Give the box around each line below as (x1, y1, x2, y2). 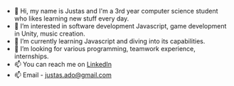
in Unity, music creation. (14, 29, 85, 38)
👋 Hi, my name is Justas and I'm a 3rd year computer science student (14, 7, 218, 15)
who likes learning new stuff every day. (14, 14, 129, 23)
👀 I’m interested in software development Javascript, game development (14, 22, 227, 30)
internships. (14, 52, 49, 60)
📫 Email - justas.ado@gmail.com (14, 71, 112, 79)
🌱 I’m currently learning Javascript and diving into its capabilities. (14, 37, 206, 45)
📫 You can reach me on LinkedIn (14, 60, 112, 68)
